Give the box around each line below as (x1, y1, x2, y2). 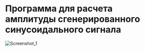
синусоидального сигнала (5, 24, 121, 35)
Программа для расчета (5, 3, 113, 14)
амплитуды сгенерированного (5, 13, 140, 25)
